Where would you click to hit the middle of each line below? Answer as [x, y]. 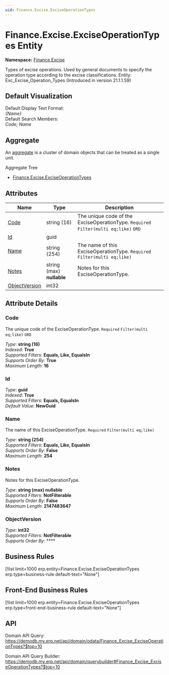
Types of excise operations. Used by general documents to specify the [79, 69]
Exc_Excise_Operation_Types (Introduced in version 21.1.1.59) [68, 80]
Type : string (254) [24, 440]
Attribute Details [31, 304]
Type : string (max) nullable [34, 490]
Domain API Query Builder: [33, 656]
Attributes [21, 193]
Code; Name [18, 124]
